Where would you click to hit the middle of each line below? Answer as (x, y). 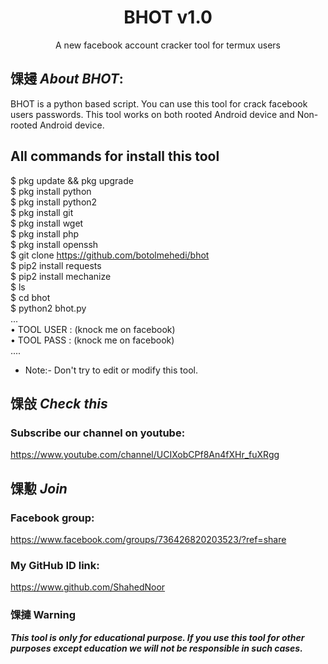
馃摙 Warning (43, 615)
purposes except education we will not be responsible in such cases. (156, 648)
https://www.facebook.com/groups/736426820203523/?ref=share (148, 539)
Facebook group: (52, 518)
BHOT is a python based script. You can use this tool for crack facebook (159, 103)
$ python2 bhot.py (48, 308)
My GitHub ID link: (55, 565)
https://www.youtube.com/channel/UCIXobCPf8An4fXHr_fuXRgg (145, 455)
